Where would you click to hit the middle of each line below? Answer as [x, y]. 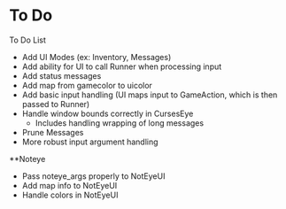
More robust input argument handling [90, 142]
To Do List [27, 40]
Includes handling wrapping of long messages [120, 123]
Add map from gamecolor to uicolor [87, 85]
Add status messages [62, 75]
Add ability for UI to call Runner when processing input [122, 66]
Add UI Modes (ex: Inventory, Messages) [97, 57]
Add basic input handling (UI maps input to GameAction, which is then [150, 95]
